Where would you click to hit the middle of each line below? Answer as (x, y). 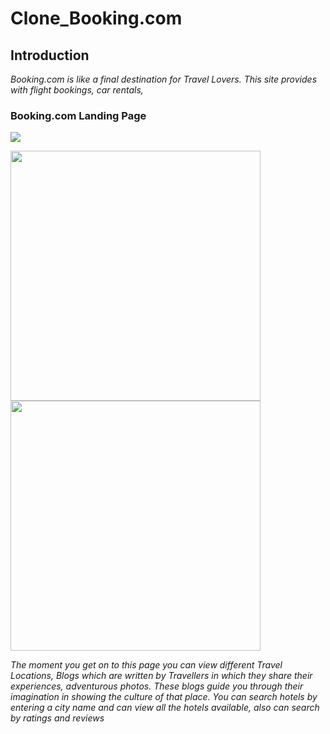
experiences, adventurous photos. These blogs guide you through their (157, 686)
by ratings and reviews (57, 718)
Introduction (50, 55)
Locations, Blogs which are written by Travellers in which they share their (161, 676)
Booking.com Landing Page (78, 115)
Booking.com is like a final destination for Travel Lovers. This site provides (164, 79)
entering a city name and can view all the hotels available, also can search (165, 708)
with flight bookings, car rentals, (77, 90)
